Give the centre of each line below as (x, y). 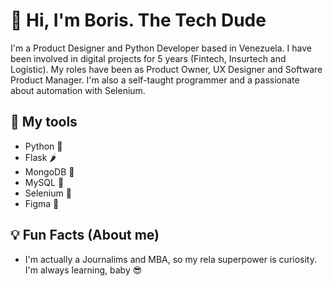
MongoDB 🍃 (49, 171)
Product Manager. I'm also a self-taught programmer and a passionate (155, 80)
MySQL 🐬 (44, 182)
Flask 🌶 (40, 157)
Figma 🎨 (42, 203)
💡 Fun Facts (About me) (85, 235)
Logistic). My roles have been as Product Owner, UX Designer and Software (166, 69)
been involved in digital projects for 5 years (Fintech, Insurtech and (148, 58)
